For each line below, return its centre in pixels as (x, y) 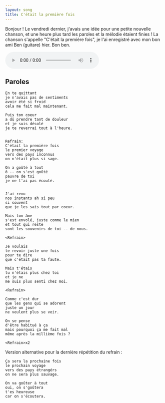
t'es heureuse (20, 392)
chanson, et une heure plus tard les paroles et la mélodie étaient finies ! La (82, 34)
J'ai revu (15, 194)
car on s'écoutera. (25, 396)
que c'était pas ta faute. (33, 260)
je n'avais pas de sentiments (37, 98)
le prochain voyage (25, 366)
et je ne (14, 277)
